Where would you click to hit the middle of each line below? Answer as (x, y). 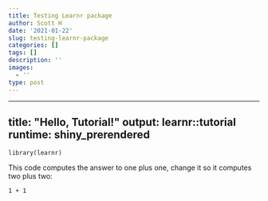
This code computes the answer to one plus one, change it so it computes (130, 167)
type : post (26, 82)
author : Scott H (35, 23)
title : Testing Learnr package (60, 16)
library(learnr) (35, 153)
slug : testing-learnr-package (59, 38)
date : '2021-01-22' (41, 30)
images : (21, 68)
